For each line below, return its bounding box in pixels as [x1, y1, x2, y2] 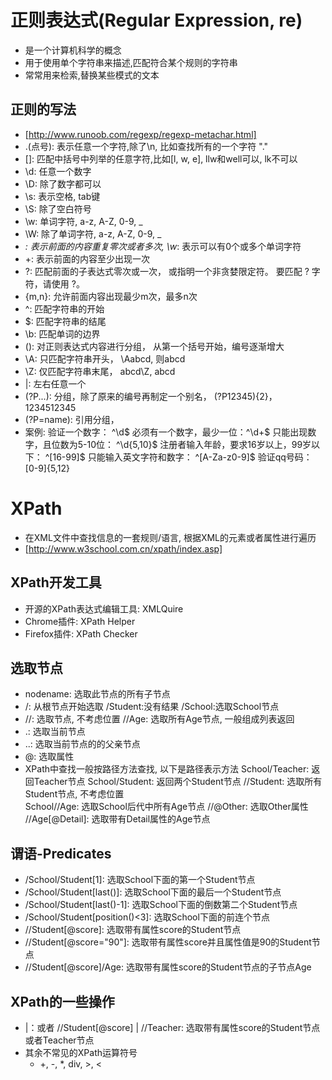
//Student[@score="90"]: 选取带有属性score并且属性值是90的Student [24, 936, 312, 948]
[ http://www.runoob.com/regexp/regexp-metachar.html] [24, 128, 257, 140]
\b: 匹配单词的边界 [24, 327, 101, 340]
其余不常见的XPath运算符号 [24, 1046, 138, 1058]
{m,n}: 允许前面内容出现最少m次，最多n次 [24, 290, 198, 302]
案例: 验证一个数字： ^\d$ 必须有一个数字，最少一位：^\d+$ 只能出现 [24, 426, 308, 438]
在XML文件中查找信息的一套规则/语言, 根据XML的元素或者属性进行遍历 [24, 531, 317, 543]
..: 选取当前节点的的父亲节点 [24, 738, 141, 750]
